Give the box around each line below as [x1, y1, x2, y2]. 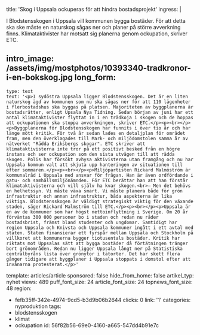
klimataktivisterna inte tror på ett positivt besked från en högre [6, 146, 180, 152]
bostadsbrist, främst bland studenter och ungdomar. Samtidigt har [6, 219, 178, 225]
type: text [6, 88, 33, 94]
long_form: [74, 73, 116, 83]
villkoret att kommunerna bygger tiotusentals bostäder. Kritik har [6, 235, 180, 241]
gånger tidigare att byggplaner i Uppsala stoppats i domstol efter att [6, 256, 191, 262]
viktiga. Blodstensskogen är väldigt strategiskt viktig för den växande [6, 198, 194, 204]
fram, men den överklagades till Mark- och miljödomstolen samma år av [6, 135, 188, 141]
